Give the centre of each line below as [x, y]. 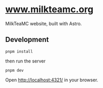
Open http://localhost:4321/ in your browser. [52, 80]
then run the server [25, 61]
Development [27, 40]
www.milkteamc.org [49, 9]
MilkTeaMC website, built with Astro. [44, 24]
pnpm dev [15, 70]
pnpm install [19, 51]
